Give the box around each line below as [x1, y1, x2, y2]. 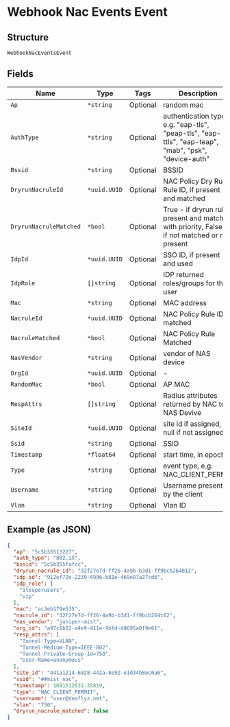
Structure [7, 32, 49, 43]
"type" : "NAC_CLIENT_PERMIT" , [13, 689, 99, 695]
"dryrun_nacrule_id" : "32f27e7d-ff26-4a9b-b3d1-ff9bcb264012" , [13, 567, 197, 575]
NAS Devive [163, 407, 202, 417]
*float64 [87, 451, 116, 458]
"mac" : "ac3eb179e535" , [13, 606, 81, 612]
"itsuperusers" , [19, 586, 66, 593]
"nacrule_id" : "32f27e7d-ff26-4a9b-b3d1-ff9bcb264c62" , [13, 612, 176, 619]
